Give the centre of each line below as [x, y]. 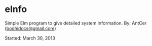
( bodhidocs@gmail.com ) [30, 28]
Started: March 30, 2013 [30, 38]
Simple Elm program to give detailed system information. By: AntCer [76, 23]
